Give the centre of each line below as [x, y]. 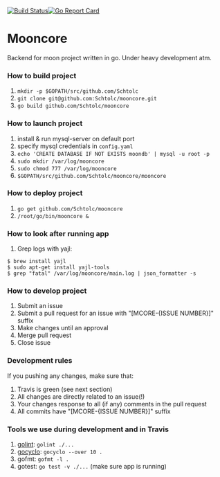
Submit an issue [40, 306]
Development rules [40, 361]
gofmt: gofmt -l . [43, 459]
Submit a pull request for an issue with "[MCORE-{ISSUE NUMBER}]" [116, 313]
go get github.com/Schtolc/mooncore [70, 209]
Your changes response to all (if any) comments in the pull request [112, 404]
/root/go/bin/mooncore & [53, 216]
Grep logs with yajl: [45, 249]
